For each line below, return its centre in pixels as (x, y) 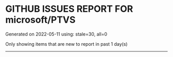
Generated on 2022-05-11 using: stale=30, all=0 (56, 34)
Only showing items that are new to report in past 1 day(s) (66, 44)
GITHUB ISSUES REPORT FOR (69, 9)
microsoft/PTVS (40, 20)
